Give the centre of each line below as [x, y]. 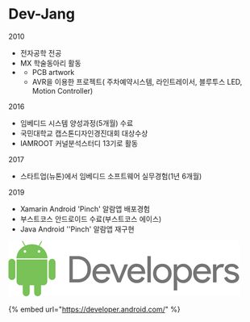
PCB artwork [53, 72]
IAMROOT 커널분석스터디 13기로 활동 [79, 143]
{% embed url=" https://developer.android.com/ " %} [94, 309]
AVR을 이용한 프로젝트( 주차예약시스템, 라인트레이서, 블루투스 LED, [137, 82]
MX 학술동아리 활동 [51, 63]
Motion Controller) [62, 90]
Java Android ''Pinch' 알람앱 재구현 [77, 229]
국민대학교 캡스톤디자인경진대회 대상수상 [84, 133]
